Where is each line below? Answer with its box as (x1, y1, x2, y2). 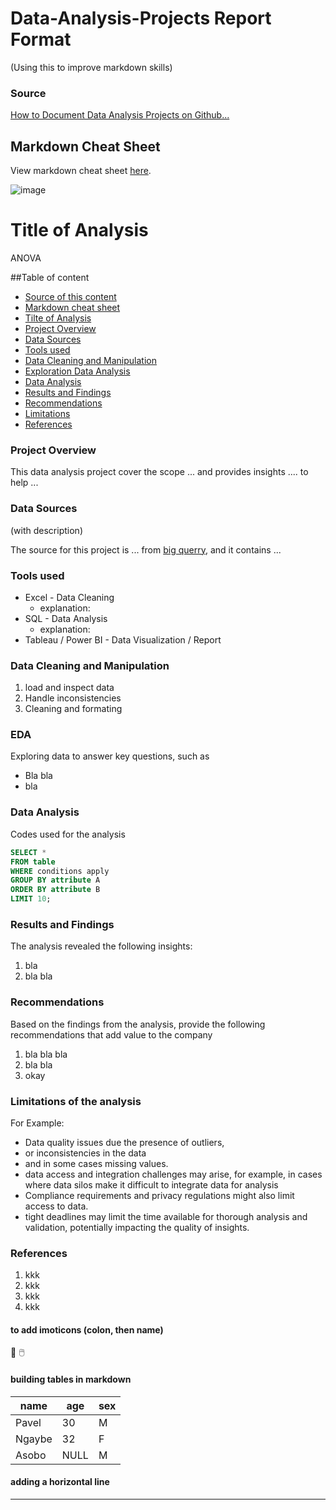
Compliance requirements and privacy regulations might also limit (24, 1189, 295, 1201)
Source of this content (24, 290, 117, 302)
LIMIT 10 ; (10, 894, 52, 904)
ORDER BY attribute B (10, 885, 101, 895)
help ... (10, 477, 39, 489)
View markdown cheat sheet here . (10, 165, 152, 177)
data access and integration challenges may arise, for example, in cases (24, 1168, 323, 1180)
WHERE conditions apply (10, 866, 110, 876)
